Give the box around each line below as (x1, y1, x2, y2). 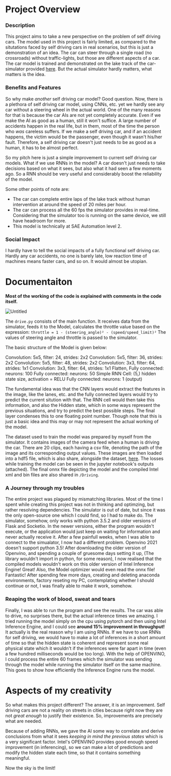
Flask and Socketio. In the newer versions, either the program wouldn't (5, 523, 154, 529)
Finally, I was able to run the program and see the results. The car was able (5, 607, 163, 613)
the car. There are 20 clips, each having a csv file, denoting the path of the (5, 445, 162, 451)
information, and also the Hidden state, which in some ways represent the (5, 402, 161, 408)
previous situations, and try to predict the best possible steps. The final (5, 407, 155, 414)
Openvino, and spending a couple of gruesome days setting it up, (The (5, 550, 154, 556)
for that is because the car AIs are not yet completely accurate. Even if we (5, 112, 161, 118)
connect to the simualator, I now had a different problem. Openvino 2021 (5, 540, 157, 546)
